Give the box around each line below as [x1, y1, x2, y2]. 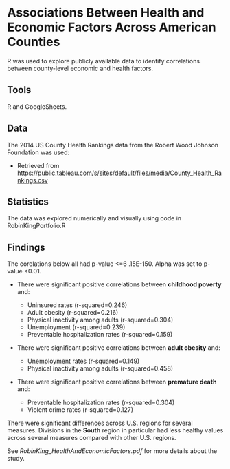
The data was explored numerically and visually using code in [7, 214, 182, 222]
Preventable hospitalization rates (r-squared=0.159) [27, 331, 173, 339]
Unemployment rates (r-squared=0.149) [27, 357, 140, 366]
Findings [7, 241, 46, 253]
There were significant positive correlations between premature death [16, 377, 217, 386]
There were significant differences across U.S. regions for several [7, 419, 194, 428]
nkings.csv [16, 176, 48, 184]
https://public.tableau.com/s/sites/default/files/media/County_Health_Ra [16, 169, 222, 177]
